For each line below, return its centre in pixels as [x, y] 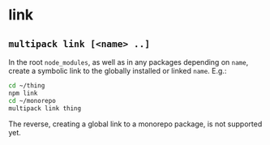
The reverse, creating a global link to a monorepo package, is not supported [135, 124]
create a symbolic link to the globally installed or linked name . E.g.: [118, 71]
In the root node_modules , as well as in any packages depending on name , [129, 62]
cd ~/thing [27, 86]
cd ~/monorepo [32, 100]
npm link [23, 93]
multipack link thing [45, 108]
